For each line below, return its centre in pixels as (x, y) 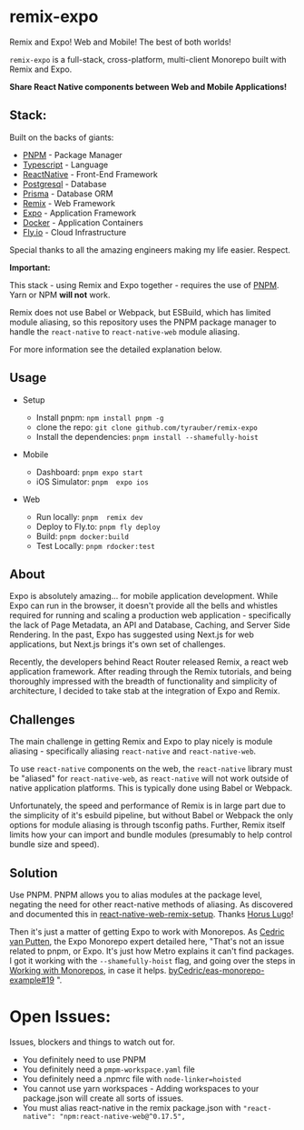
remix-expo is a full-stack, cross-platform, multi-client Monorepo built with (148, 59)
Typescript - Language (65, 165)
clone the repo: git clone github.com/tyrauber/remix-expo (147, 427)
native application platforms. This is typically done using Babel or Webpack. (151, 788)
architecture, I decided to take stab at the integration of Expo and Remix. (145, 691)
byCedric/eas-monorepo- (216, 970)
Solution (34, 873)
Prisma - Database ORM (68, 194)
